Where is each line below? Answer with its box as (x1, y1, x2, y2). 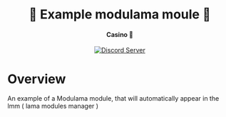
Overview (7, 71, 66, 87)
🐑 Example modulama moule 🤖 (28, 6, 212, 23)
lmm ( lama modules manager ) (7, 102, 98, 111)
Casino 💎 (106, 30, 133, 38)
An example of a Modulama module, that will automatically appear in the (7, 94, 220, 103)
